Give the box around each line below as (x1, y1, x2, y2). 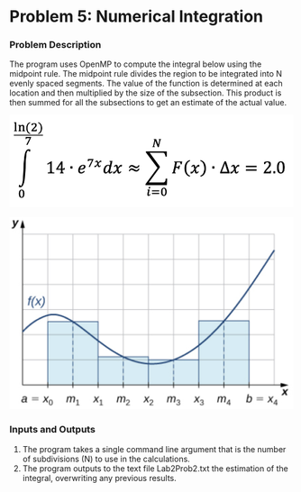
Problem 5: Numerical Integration (9, 6, 264, 27)
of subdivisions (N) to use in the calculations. (22, 453, 191, 464)
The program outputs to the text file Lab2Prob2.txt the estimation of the (22, 462, 288, 474)
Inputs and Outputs (9, 424, 96, 436)
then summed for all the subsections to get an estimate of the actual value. (9, 97, 287, 108)
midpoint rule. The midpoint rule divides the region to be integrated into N (9, 68, 282, 79)
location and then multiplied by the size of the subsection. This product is (9, 87, 282, 98)
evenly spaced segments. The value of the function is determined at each (9, 78, 284, 89)
